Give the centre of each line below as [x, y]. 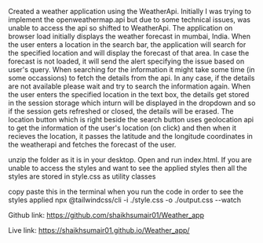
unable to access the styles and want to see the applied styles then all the [128, 168]
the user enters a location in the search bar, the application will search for [127, 45]
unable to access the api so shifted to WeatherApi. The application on [121, 28]
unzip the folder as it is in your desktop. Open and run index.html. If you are [130, 160]
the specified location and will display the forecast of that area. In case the [129, 53]
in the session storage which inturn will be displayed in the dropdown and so [132, 103]
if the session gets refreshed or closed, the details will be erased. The [121, 111]
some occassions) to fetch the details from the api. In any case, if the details [131, 78]
